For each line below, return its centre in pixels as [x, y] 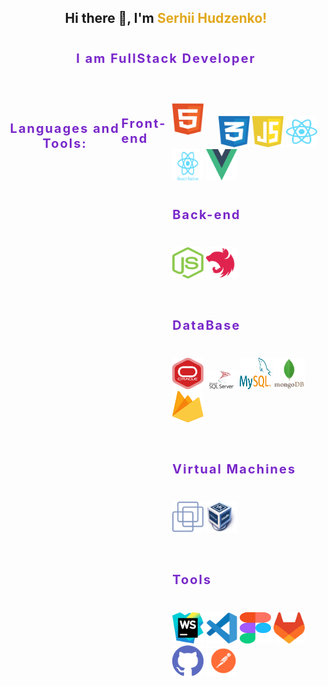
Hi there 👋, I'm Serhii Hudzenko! [166, 18]
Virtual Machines [234, 469]
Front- [144, 124]
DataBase [206, 325]
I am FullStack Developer [166, 59]
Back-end [206, 215]
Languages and [64, 129]
